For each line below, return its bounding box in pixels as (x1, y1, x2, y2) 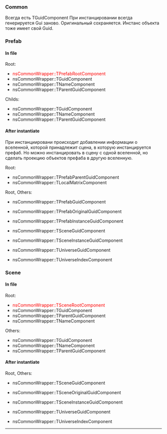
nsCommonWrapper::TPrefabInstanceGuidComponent (12, 218, 123, 224)
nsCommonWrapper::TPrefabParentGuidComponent (12, 174, 119, 180)
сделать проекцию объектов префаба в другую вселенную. (5, 155, 133, 161)
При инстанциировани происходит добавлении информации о (5, 139, 138, 145)
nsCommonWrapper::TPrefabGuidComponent (12, 199, 106, 205)
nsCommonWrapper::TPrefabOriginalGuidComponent (12, 208, 122, 215)
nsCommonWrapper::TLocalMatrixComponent (12, 179, 107, 185)
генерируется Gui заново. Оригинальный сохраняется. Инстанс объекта (5, 20, 160, 26)
